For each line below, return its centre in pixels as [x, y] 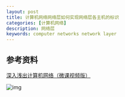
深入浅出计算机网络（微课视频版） [48, 75]
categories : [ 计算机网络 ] [36, 23]
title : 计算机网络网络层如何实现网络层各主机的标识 [62, 17]
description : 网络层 [31, 28]
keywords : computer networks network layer [62, 34]
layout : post [23, 12]
